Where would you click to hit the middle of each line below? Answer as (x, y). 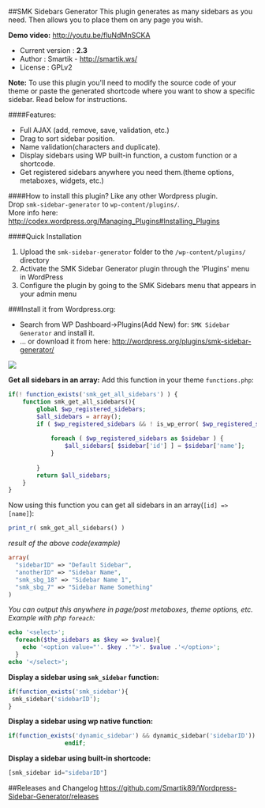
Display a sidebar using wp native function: (81, 721)
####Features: (32, 115)
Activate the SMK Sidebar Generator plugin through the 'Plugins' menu (134, 269)
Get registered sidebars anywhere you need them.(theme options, (127, 172)
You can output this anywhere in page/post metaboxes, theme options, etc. (131, 609)
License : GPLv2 (46, 67)
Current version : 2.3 (54, 50)
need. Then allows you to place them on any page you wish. (106, 20)
